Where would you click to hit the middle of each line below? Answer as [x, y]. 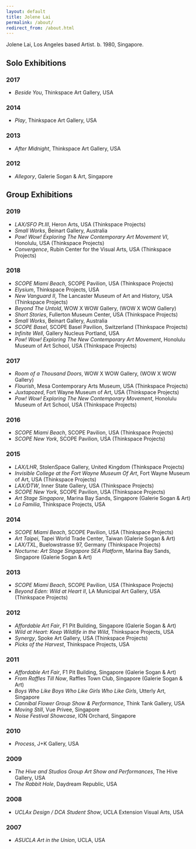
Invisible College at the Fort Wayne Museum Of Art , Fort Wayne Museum [102, 473]
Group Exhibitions [39, 195]
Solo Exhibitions [36, 63]
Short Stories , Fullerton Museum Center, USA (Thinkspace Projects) [96, 314]
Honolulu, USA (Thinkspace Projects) [59, 243]
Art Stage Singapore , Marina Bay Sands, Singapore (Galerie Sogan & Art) [102, 498]
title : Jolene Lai [28, 17]
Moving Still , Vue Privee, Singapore [57, 709]
